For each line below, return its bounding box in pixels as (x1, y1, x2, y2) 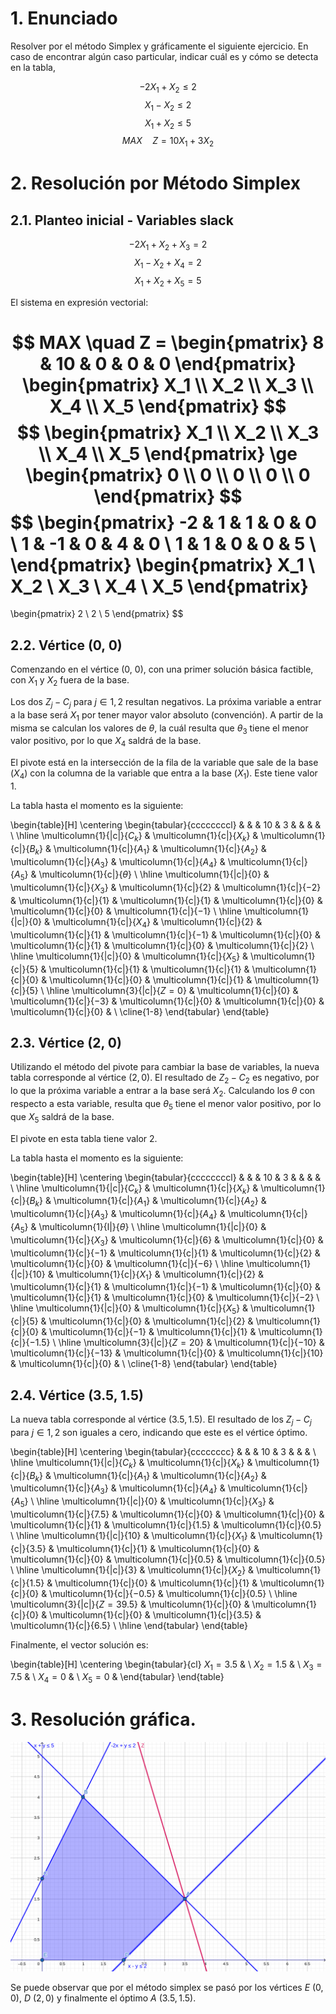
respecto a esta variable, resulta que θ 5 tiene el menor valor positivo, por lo (10, 1098, 322, 1112)
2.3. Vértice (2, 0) (10, 1035, 122, 1052)
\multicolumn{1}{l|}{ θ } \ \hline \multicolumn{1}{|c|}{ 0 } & (38, 1221, 267, 1233)
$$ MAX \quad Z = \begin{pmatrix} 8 (11, 331, 325, 354)
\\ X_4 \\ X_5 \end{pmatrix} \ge (38, 442, 298, 465)
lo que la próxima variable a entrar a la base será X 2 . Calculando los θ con (10, 1085, 316, 1099)
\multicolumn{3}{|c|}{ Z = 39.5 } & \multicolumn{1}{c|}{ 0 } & (10, 1598, 250, 1610)
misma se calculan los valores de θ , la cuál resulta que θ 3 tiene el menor (10, 722, 309, 736)
